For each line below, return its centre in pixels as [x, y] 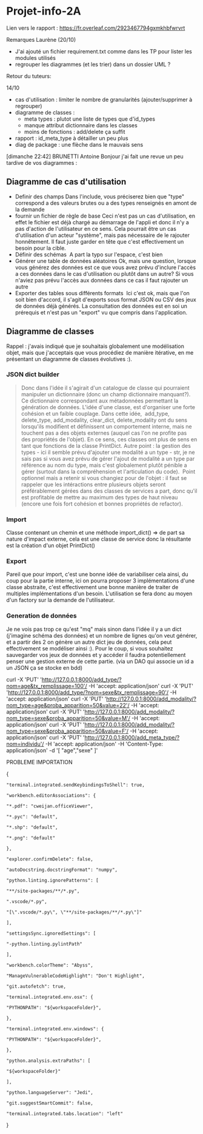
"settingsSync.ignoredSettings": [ [51, 933]
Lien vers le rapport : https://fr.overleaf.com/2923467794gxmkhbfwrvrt [96, 28]
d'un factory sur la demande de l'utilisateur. [61, 600]
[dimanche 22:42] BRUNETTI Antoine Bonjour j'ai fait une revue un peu [95, 156]
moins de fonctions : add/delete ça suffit [75, 132]
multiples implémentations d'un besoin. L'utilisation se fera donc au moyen [99, 594]
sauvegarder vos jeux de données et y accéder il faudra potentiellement [96, 655]
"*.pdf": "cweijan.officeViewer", [50, 806]
